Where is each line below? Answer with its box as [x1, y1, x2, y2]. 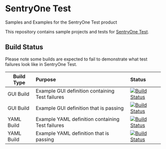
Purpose [35, 76, 56, 83]
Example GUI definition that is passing [35, 104, 124, 111]
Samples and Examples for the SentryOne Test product [5, 19, 118, 25]
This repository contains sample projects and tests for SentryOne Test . [5, 29, 149, 34]
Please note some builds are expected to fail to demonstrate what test [5, 56, 148, 62]
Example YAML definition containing [35, 116, 120, 122]
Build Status [5, 43, 43, 52]
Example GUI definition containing [35, 87, 115, 94]
